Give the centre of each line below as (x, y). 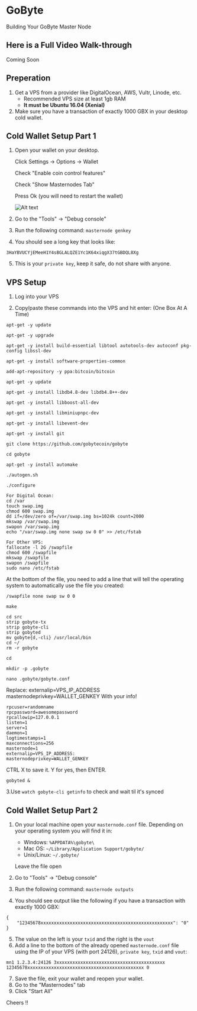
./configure (21, 485)
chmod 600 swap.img (30, 511)
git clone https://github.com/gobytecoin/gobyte (67, 444)
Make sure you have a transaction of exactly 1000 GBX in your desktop (101, 111)
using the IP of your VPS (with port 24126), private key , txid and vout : (101, 952)
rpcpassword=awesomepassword (42, 712)
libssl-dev (38, 351)
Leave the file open (38, 866)
